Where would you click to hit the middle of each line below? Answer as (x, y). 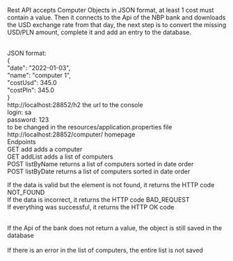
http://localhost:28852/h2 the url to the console (75, 105)
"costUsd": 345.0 (32, 82)
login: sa (19, 112)
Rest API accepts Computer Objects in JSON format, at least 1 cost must (111, 10)
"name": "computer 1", (39, 75)
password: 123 (28, 120)
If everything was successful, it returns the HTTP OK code (91, 207)
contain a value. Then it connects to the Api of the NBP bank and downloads (116, 17)
